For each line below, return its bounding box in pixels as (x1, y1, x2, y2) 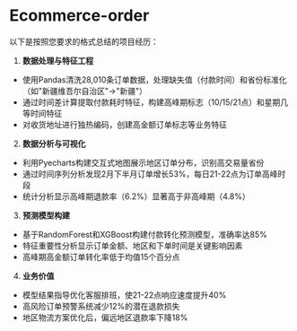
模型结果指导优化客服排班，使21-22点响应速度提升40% (22, 289, 227, 301)
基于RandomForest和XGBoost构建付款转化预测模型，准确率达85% (22, 229, 267, 240)
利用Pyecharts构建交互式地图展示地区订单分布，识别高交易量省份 (22, 157, 265, 168)
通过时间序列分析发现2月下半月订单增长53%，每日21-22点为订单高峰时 (22, 168, 286, 179)
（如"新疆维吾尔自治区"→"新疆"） (22, 85, 148, 96)
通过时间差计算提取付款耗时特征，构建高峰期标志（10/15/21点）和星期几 (22, 96, 289, 108)
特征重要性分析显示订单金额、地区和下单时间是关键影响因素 (22, 240, 243, 251)
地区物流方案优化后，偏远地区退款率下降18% (22, 311, 188, 323)
